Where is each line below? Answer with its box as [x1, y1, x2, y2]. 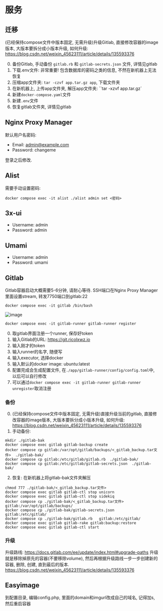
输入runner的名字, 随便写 [12, 349, 62, 355]
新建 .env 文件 [12, 98, 39, 103]
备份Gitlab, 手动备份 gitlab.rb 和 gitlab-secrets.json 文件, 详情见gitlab [12, 61, 158, 67]
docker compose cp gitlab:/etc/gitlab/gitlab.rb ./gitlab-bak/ [5, 457, 139, 462]
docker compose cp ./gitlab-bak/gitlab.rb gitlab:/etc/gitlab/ [5, 517, 141, 521]
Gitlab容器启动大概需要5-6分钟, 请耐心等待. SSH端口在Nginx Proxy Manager [5, 287, 158, 294]
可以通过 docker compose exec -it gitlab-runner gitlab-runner [12, 380, 141, 385]
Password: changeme [12, 147, 56, 153]
